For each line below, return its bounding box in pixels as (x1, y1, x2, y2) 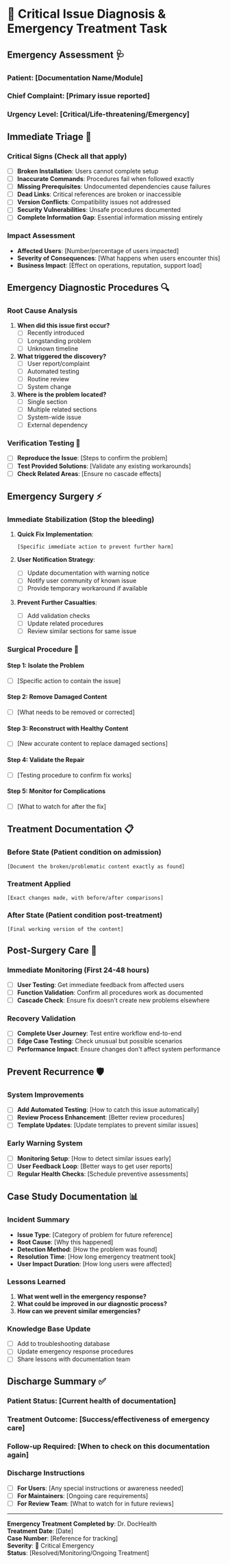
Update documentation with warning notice (27, 569, 150, 577)
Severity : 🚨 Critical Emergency (7, 1541, 94, 1550)
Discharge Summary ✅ (7, 1375, 106, 1387)
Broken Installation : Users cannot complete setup (16, 167, 159, 176)
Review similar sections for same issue (27, 627, 137, 635)
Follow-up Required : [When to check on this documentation (7, 1441, 210, 1451)
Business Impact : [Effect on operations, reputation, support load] (16, 261, 202, 270)
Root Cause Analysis (7, 306, 78, 316)
